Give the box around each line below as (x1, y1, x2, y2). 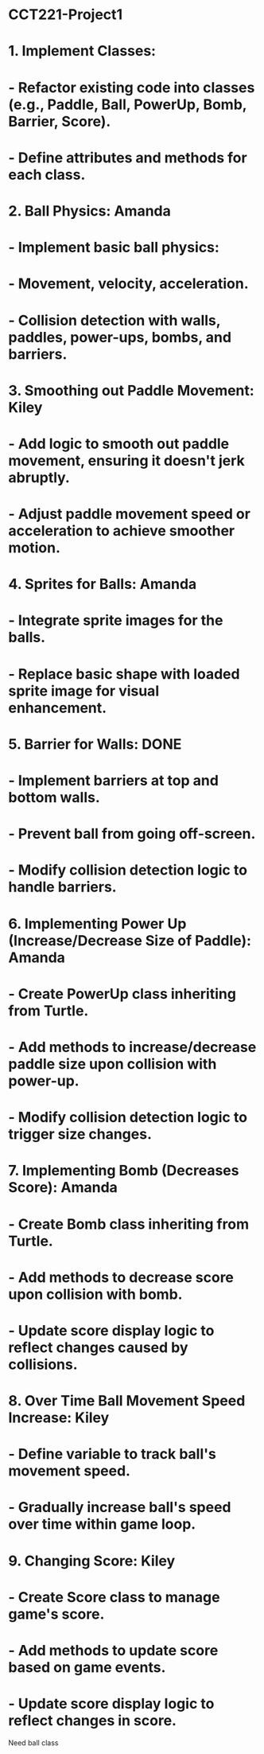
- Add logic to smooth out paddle (8, 435, 230, 453)
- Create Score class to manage (8, 1588, 220, 1606)
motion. (8, 539, 61, 557)
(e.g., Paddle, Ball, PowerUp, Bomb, (8, 95, 247, 113)
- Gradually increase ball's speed (8, 1499, 231, 1517)
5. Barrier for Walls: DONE (8, 735, 182, 753)
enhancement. (8, 699, 107, 717)
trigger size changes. (8, 1125, 153, 1144)
